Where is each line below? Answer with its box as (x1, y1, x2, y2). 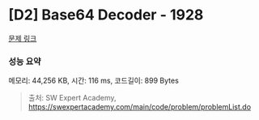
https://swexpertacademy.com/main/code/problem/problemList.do (28, 102, 252, 112)
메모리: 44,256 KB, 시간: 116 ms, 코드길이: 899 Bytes (8, 75, 180, 86)
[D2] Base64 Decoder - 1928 (8, 6, 204, 24)
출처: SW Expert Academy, (28, 93, 117, 103)
